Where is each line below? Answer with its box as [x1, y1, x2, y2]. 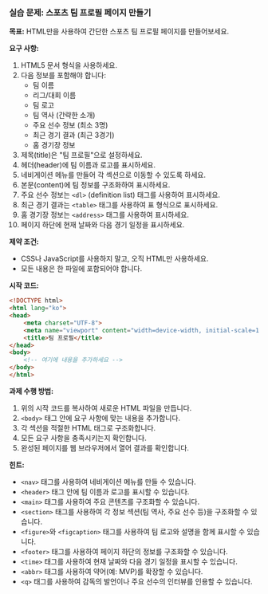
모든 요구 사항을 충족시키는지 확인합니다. [20, 433, 147, 443]
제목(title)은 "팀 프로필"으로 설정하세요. [20, 150, 143, 160]
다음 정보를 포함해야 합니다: [20, 70, 107, 81]
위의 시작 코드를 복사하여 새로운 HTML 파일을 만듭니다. [20, 403, 192, 412]
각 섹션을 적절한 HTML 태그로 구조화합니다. [20, 423, 156, 432]
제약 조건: [9, 237, 39, 246]
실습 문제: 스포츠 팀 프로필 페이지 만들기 [9, 6, 152, 18]
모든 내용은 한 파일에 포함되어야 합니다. [20, 264, 143, 273]
